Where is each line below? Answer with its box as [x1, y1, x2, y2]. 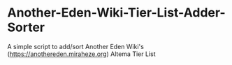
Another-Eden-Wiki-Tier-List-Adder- [7, 5, 226, 21]
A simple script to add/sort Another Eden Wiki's [7, 42, 145, 50]
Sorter [7, 19, 45, 35]
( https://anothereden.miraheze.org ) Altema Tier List [7, 50, 156, 58]
